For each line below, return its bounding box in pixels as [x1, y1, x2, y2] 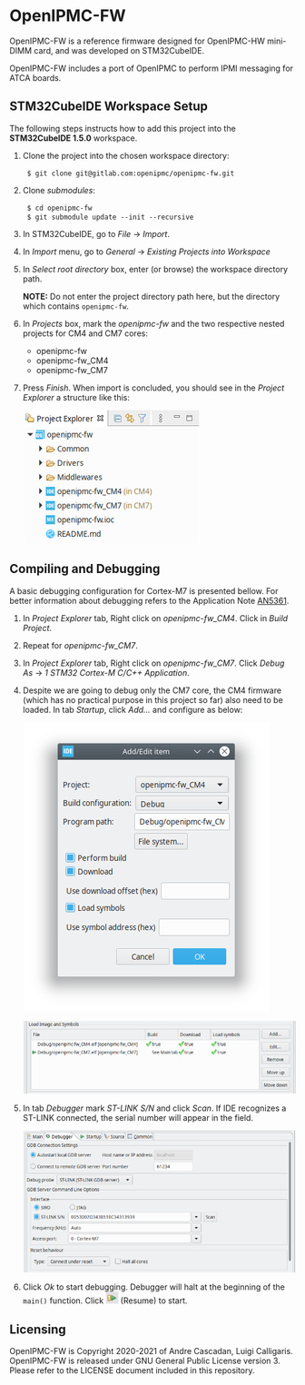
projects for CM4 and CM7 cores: [22, 328, 148, 339]
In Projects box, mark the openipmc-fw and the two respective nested [22, 318, 285, 329]
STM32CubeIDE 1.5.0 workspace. [9, 133, 138, 143]
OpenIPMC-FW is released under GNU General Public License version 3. [9, 1355, 281, 1367]
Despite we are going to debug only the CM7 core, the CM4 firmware [22, 685, 282, 696]
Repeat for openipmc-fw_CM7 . [22, 639, 138, 650]
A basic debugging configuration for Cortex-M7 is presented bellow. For [9, 585, 279, 596]
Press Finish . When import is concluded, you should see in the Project [22, 382, 285, 393]
